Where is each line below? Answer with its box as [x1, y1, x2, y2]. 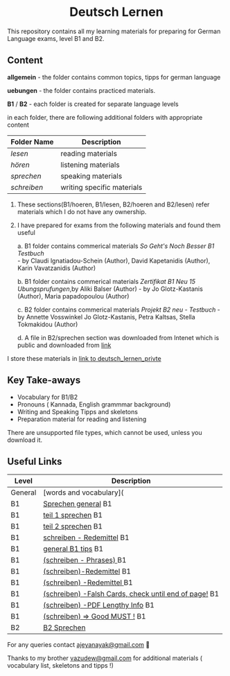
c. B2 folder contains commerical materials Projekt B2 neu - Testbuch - [17, 305, 220, 314]
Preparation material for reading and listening [17, 415, 147, 423]
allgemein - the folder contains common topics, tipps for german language [7, 73, 221, 81]
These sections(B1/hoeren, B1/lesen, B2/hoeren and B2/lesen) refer [17, 200, 210, 208]
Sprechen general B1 [42, 499, 112, 509]
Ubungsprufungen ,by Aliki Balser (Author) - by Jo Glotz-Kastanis [17, 285, 203, 293]
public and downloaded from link [17, 341, 112, 349]
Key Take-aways [7, 375, 81, 386]
